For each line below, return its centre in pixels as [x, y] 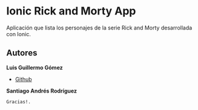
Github [23, 79]
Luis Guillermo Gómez [35, 67]
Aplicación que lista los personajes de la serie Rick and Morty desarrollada [99, 28]
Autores [22, 53]
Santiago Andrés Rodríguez [42, 91]
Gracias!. [19, 102]
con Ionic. [19, 34]
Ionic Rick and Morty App [71, 11]
